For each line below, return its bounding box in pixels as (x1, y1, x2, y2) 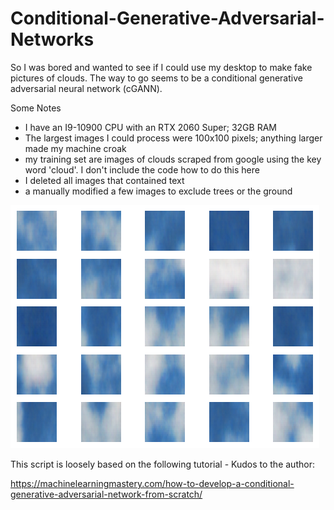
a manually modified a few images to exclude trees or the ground (24, 185, 293, 197)
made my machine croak (24, 142, 127, 154)
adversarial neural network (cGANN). (10, 82, 163, 94)
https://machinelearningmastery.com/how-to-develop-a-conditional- (10, 477, 295, 489)
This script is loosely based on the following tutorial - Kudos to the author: (10, 458, 315, 470)
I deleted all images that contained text (24, 174, 185, 186)
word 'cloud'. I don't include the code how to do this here (24, 163, 260, 176)
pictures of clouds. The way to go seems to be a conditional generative (10, 72, 303, 84)
